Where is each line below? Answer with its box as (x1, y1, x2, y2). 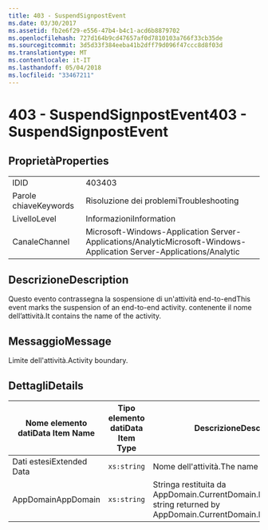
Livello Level (12, 213, 57, 224)
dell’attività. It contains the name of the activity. (8, 311, 162, 321)
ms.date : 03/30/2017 (8, 19, 77, 27)
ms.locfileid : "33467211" (8, 71, 94, 79)
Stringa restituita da (152, 479, 227, 490)
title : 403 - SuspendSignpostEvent (8, 11, 127, 20)
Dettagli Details (8, 379, 84, 393)
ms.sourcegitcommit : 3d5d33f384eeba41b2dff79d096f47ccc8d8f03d (8, 42, 223, 50)
